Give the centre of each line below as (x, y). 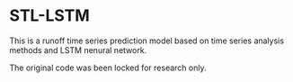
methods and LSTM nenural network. (78, 50)
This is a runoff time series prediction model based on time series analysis (147, 41)
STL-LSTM (49, 16)
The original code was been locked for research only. (108, 68)
